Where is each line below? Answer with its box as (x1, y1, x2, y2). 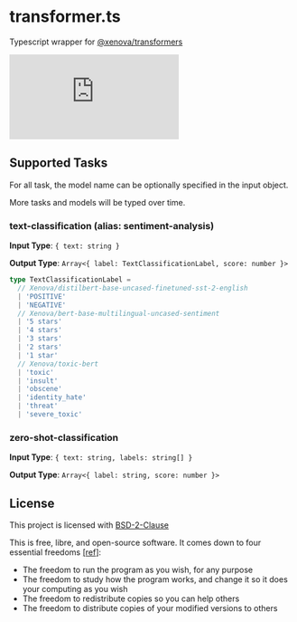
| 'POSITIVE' (17, 292, 67, 301)
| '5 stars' (17, 317, 63, 327)
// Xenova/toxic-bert (17, 359, 99, 368)
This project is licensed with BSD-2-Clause (9, 520, 170, 531)
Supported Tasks (9, 156, 108, 171)
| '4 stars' (17, 326, 63, 335)
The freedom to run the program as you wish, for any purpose (22, 564, 254, 576)
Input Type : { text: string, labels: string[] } (9, 452, 193, 463)
